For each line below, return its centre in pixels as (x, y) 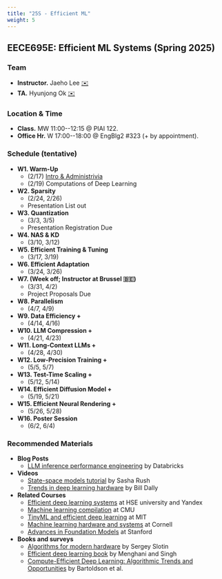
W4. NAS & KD (38, 234)
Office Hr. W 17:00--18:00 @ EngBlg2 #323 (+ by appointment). (108, 136)
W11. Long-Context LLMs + (57, 345)
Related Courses (41, 495)
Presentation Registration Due (70, 227)
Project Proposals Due (59, 294)
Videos (28, 474)
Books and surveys (45, 539)
